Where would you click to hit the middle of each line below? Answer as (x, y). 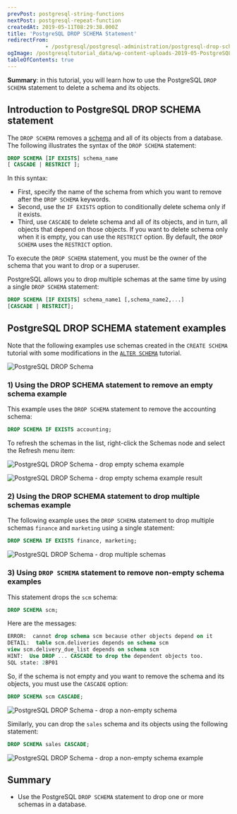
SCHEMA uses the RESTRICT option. (65, 244)
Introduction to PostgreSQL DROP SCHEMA (104, 110)
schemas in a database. (52, 804)
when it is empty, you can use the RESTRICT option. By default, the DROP (120, 237)
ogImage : (20, 54)
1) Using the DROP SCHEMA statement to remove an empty (110, 384)
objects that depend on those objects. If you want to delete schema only (122, 230)
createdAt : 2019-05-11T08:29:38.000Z (63, 27)
